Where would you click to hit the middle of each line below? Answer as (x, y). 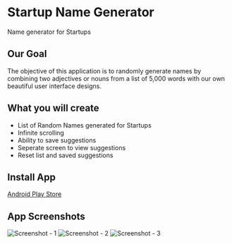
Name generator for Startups (49, 32)
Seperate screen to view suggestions (72, 147)
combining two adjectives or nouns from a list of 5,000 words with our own (116, 78)
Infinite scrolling (41, 133)
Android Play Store (35, 194)
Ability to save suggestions (57, 140)
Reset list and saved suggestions (65, 155)
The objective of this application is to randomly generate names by (104, 71)
